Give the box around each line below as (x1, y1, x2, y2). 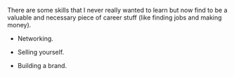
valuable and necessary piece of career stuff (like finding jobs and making (7, 13, 223, 22)
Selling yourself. (17, 48, 65, 56)
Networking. (17, 34, 54, 43)
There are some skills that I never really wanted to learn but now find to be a (7, 6, 228, 14)
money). (7, 21, 32, 29)
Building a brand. (17, 62, 67, 69)
